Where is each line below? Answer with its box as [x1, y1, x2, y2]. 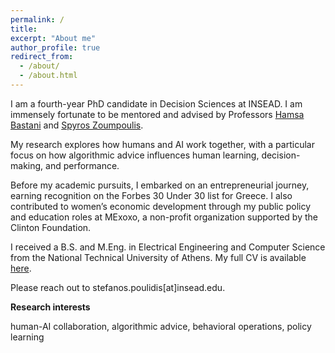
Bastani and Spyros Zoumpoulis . [10, 119, 144, 131]
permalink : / [10, 14, 65, 25]
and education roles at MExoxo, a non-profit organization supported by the [10, 211, 318, 223]
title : [10, 24, 38, 34]
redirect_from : [10, 52, 74, 62]
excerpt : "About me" [10, 33, 97, 43]
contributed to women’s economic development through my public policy [10, 200, 312, 212]
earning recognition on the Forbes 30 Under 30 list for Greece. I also [10, 189, 293, 201]
